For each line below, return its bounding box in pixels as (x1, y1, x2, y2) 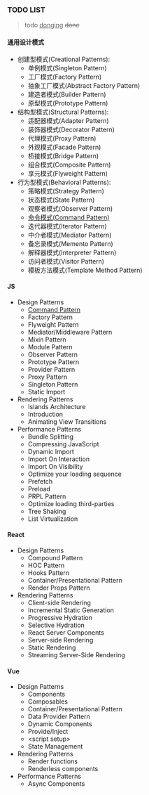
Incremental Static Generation (27, 606, 114, 614)
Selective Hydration (27, 621, 85, 629)
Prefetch (27, 477, 53, 486)
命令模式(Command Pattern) (27, 213, 110, 221)
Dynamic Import (27, 447, 75, 455)
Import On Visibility (27, 462, 83, 470)
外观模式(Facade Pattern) (27, 143, 101, 151)
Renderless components (27, 765, 99, 773)
